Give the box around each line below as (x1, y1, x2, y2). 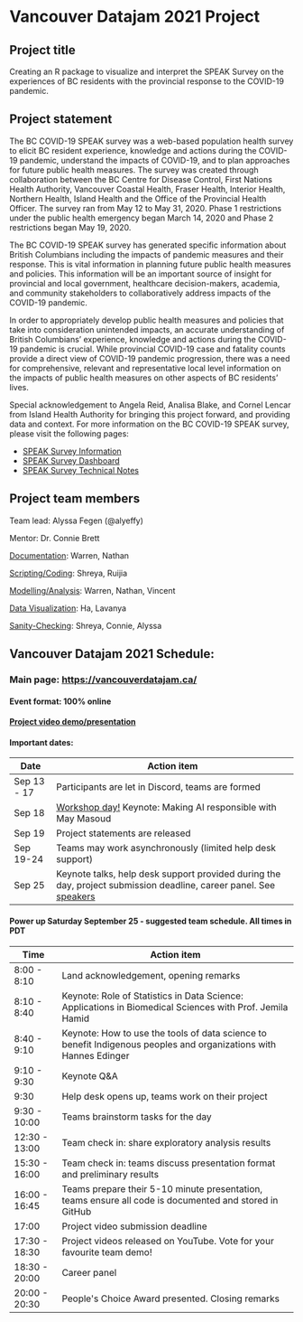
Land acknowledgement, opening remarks (61, 969, 241, 981)
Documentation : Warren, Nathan (9, 549, 129, 561)
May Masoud (55, 812, 112, 825)
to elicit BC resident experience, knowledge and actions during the (9, 145, 257, 155)
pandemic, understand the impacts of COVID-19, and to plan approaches (19, 155, 290, 165)
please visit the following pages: (9, 427, 129, 439)
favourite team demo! (61, 1245, 152, 1258)
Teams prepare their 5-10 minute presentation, (61, 1182, 263, 1195)
